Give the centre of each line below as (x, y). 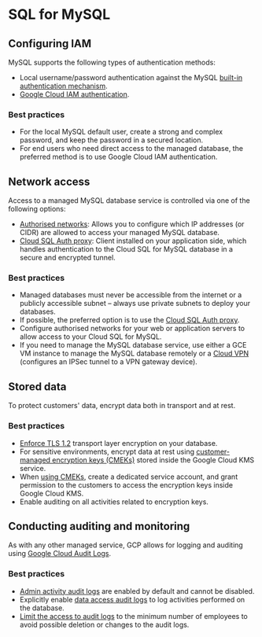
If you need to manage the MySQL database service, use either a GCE (133, 345)
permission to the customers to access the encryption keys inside (126, 484)
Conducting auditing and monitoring (99, 526)
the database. (42, 608)
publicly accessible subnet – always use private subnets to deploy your (135, 304)
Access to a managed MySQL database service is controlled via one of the (129, 201)
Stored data (37, 387)
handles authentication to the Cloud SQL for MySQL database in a (126, 249)
